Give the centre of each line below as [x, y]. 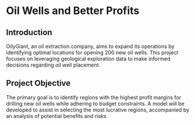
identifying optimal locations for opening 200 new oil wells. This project [92, 53]
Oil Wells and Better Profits [73, 11]
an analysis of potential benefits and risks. [57, 116]
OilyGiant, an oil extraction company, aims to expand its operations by [90, 46]
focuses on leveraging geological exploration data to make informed [88, 59]
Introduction [29, 32]
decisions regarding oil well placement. [53, 65]
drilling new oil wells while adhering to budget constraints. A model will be [95, 103]
